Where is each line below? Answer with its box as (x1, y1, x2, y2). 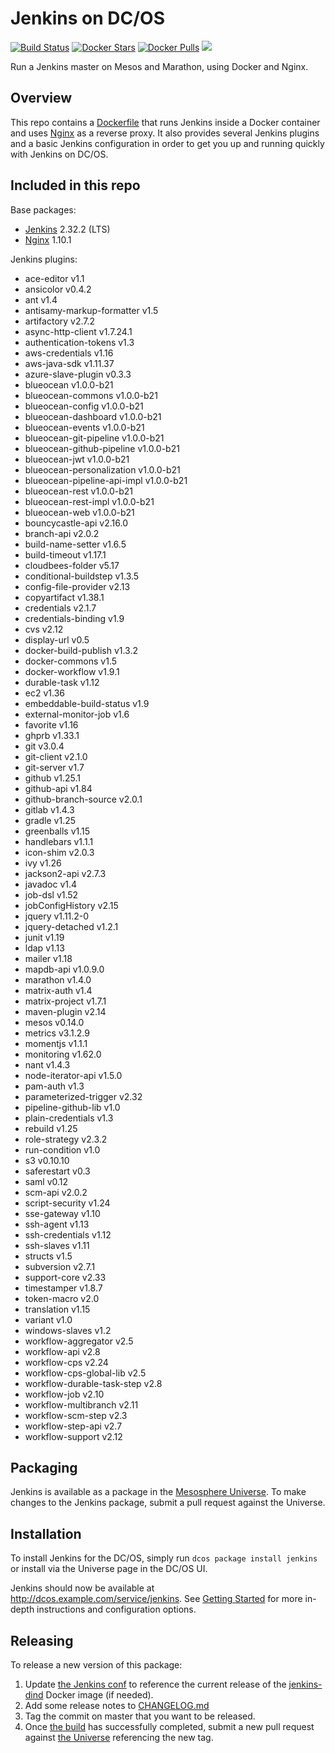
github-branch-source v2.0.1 (24, 793, 143, 805)
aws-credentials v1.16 (24, 347, 114, 359)
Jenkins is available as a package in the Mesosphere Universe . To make (10, 1486, 307, 1498)
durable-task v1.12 (24, 676, 100, 688)
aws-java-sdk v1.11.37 (24, 357, 115, 369)
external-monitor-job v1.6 (24, 708, 130, 720)
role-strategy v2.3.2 (24, 1133, 108, 1145)
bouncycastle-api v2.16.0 (24, 517, 128, 529)
